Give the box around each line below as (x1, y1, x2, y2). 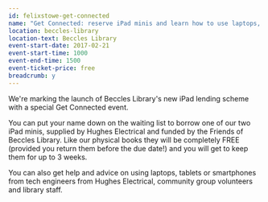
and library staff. (8, 184, 63, 194)
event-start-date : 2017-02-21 (8, 42, 110, 50)
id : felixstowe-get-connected (8, 11, 110, 20)
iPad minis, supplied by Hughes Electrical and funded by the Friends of (8, 126, 244, 136)
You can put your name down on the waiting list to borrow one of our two (8, 117, 251, 127)
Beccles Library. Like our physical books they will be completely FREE (8, 134, 240, 145)
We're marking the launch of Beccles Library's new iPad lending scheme (8, 93, 249, 103)
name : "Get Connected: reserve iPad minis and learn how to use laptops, (8, 19, 262, 27)
